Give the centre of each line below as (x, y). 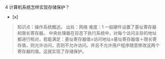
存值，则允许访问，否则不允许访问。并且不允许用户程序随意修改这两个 (88, 45)
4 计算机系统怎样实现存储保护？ (37, 7)
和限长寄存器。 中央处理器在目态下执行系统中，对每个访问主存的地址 (87, 33)
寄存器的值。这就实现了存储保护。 (52, 51)
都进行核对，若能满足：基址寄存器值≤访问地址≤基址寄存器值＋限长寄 (87, 39)
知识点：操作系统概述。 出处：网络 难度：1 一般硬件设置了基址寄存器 (87, 27)
